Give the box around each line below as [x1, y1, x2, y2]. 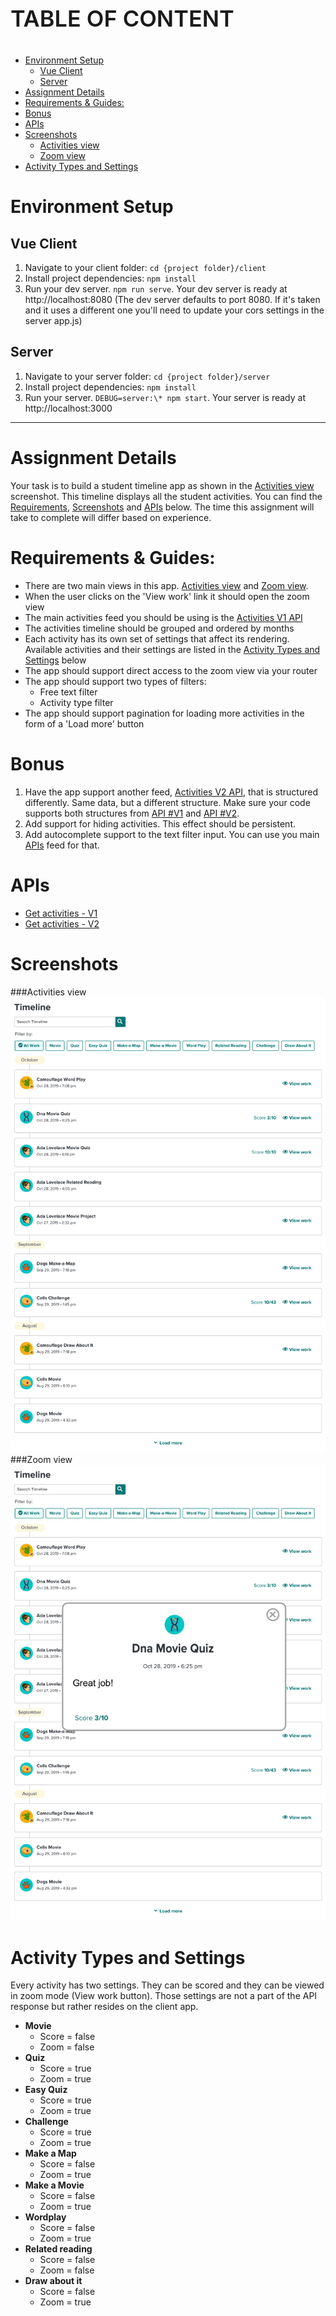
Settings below [24, 654, 87, 666]
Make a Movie [24, 2179, 85, 2191]
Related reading [24, 2243, 93, 2255]
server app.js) [24, 315, 83, 326]
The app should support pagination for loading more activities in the [24, 707, 305, 719]
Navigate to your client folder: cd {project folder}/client [24, 262, 267, 273]
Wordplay [24, 2211, 67, 2223]
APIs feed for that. [24, 839, 100, 851]
